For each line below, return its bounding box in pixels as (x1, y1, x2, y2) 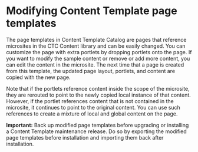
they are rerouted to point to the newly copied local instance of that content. (6, 91, 192, 98)
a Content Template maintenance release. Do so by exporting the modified (6, 128, 187, 135)
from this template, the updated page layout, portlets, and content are (6, 67, 176, 74)
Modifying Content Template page (6, 4, 178, 18)
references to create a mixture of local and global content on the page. (6, 110, 178, 117)
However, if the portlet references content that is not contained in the (6, 97, 174, 104)
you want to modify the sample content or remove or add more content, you (6, 55, 190, 62)
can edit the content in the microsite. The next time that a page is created (6, 61, 184, 68)
